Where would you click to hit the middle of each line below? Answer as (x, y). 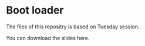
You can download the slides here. (48, 38)
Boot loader (35, 10)
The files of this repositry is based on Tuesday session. (73, 27)
